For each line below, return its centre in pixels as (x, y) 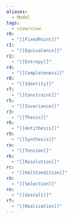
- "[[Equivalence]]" (37, 51)
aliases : (17, 12)
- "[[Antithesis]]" (36, 128)
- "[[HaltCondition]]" (39, 173)
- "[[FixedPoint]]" (36, 39)
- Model (21, 17)
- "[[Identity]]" (33, 84)
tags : (13, 23)
